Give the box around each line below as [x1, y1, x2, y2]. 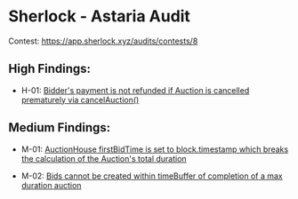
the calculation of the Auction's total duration [20, 153, 188, 163]
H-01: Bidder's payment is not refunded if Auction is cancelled [20, 84, 250, 95]
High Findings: [8, 61, 91, 76]
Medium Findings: [8, 120, 111, 135]
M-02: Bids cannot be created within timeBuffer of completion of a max [20, 171, 283, 181]
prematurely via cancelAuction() [20, 94, 140, 105]
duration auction [20, 179, 82, 190]
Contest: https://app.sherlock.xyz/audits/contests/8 [8, 36, 198, 46]
